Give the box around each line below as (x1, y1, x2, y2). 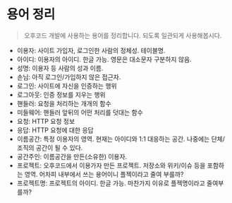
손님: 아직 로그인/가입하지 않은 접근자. (16, 72, 121, 81)
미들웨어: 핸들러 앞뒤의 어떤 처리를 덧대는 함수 (16, 108, 144, 117)
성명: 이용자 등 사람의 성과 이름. (16, 64, 104, 72)
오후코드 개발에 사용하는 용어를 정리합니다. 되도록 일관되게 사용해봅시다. (23, 31, 222, 40)
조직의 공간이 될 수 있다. (16, 143, 83, 152)
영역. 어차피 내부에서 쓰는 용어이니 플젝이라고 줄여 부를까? (24, 170, 184, 178)
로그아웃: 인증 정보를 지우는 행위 (16, 90, 106, 99)
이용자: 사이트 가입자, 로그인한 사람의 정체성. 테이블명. (16, 46, 166, 54)
